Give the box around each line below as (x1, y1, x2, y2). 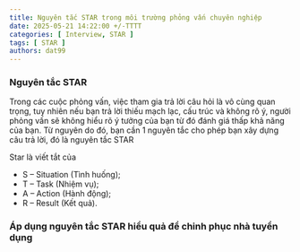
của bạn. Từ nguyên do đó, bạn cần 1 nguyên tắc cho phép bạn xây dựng (9, 125, 279, 135)
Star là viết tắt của (9, 152, 76, 162)
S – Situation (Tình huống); (21, 169, 121, 180)
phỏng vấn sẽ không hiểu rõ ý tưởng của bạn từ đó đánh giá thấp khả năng (9, 116, 285, 126)
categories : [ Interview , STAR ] (9, 30, 134, 39)
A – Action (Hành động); (21, 188, 112, 199)
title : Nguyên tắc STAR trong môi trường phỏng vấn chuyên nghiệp (9, 13, 262, 22)
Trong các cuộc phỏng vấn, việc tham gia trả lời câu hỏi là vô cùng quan (9, 96, 276, 108)
